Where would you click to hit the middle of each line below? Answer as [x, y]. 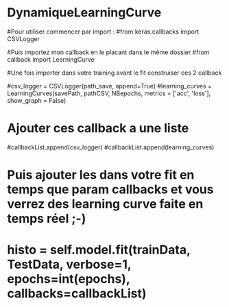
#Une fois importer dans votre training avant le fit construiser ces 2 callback [114, 73]
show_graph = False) [37, 100]
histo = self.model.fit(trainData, [99, 250]
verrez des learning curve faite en [105, 204]
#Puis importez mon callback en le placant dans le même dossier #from [108, 52]
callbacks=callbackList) [77, 294]
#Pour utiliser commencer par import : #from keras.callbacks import [103, 32]
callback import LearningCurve [51, 59]
